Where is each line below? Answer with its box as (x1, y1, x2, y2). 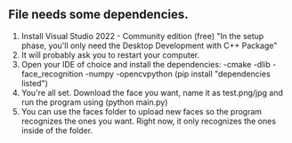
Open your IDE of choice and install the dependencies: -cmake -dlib (20, 59, 271, 69)
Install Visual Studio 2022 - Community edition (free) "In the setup (20, 30, 264, 41)
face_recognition (20, 68, 84, 79)
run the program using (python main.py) (20, 97, 168, 107)
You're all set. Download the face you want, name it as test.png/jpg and (20, 87, 284, 98)
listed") (20, 77, 48, 88)
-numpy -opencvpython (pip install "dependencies (85, 68, 271, 79)
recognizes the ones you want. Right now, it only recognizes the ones (20, 115, 277, 126)
